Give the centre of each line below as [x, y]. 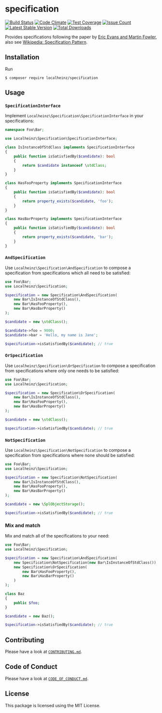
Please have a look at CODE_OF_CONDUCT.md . [47, 678]
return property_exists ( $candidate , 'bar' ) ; [68, 237]
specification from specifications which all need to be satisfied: [68, 273]
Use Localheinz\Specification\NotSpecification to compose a [68, 450]
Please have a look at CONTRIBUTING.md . [44, 652]
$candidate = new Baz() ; [30, 616]
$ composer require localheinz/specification [51, 78]
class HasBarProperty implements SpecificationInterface [63, 219]
